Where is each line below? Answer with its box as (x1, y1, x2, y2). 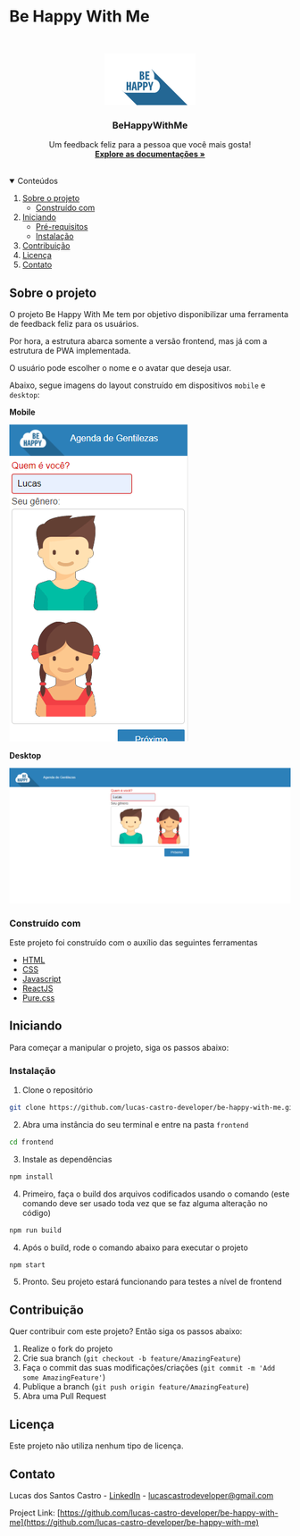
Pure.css (21, 993, 55, 1003)
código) (21, 1207, 52, 1218)
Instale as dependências (21, 1154, 112, 1164)
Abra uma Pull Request (21, 1391, 107, 1402)
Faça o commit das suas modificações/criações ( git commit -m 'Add (21, 1363, 275, 1373)
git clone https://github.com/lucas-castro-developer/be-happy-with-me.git (9, 1104, 297, 1112)
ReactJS (21, 983, 54, 994)
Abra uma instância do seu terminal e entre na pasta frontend (21, 1119, 249, 1129)
